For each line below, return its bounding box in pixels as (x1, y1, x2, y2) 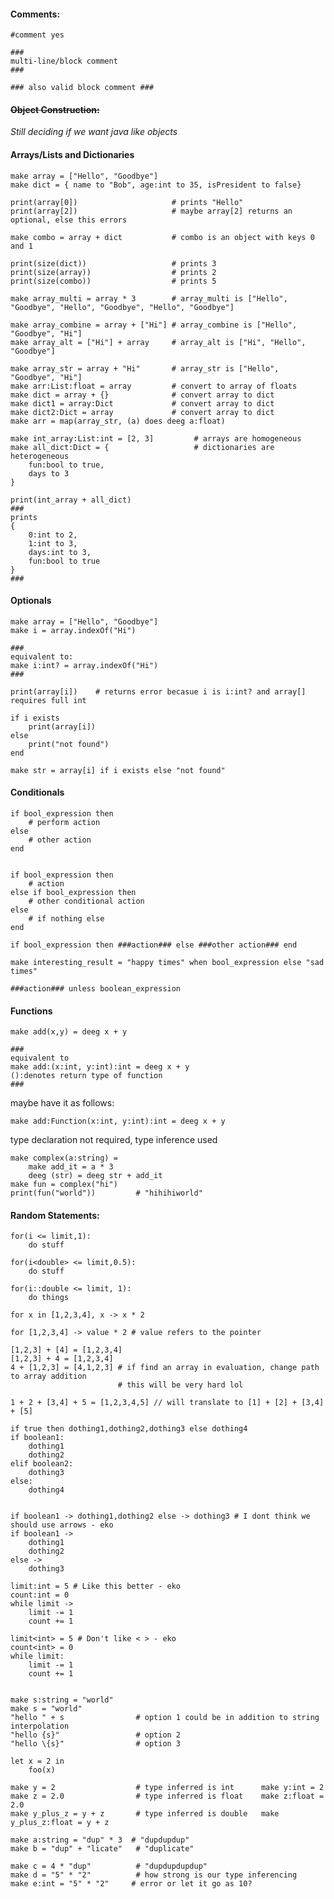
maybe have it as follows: (10, 1097, 115, 1109)
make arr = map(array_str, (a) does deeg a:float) (10, 416, 226, 426)
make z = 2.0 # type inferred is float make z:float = (10, 1791, 325, 1802)
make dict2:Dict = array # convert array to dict (10, 407, 275, 417)
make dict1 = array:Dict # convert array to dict (10, 398, 275, 409)
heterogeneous (10, 451, 70, 461)
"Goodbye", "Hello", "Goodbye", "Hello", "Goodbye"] (10, 302, 235, 312)
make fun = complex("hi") (10, 1180, 118, 1190)
